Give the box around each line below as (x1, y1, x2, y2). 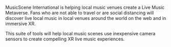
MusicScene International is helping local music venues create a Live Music (5, 5, 165, 10)
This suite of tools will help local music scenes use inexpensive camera (5, 31, 156, 36)
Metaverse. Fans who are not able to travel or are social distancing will (5, 10, 154, 16)
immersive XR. (5, 20, 36, 27)
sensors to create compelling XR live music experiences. (5, 36, 125, 42)
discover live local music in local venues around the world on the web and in (5, 15, 166, 21)
